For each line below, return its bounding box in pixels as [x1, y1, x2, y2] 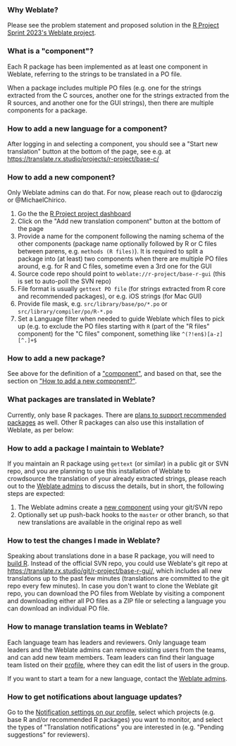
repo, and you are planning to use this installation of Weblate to [7, 467, 191, 475]
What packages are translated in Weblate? [7, 394, 156, 404]
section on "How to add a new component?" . [7, 377, 137, 386]
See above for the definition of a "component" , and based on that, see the [7, 369, 222, 378]
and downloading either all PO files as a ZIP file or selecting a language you [7, 597, 226, 605]
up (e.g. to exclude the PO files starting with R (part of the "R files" [17, 322, 210, 331]
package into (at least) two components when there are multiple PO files [17, 254, 228, 263]
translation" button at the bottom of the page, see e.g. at [7, 147, 171, 155]
